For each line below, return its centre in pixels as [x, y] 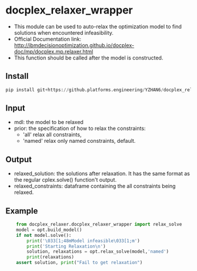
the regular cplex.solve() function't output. [65, 180]
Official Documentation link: [48, 39]
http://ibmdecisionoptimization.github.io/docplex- [74, 45]
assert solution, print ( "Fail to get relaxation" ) [79, 263]
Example [22, 211]
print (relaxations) [51, 257]
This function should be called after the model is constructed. [89, 58]
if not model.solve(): [44, 235]
